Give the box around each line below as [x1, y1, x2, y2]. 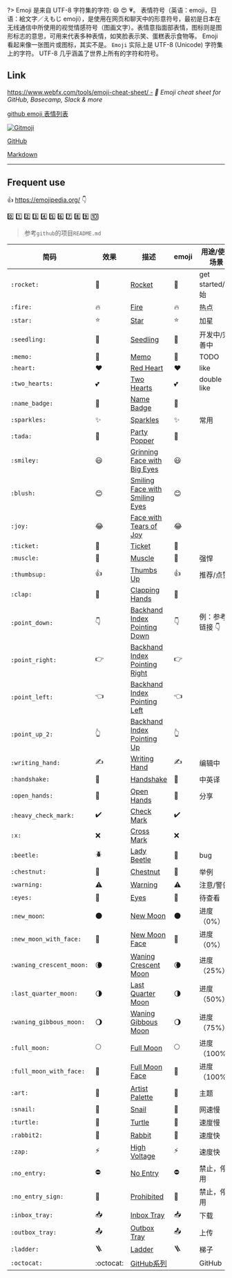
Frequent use [7, 177, 66, 189]
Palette [130, 1092, 153, 1102]
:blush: [10, 489, 36, 497]
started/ [199, 279, 225, 289]
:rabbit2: [10, 1131, 43, 1139]
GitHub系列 [130, 1259, 167, 1268]
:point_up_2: [10, 730, 54, 738]
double [199, 374, 222, 384]
